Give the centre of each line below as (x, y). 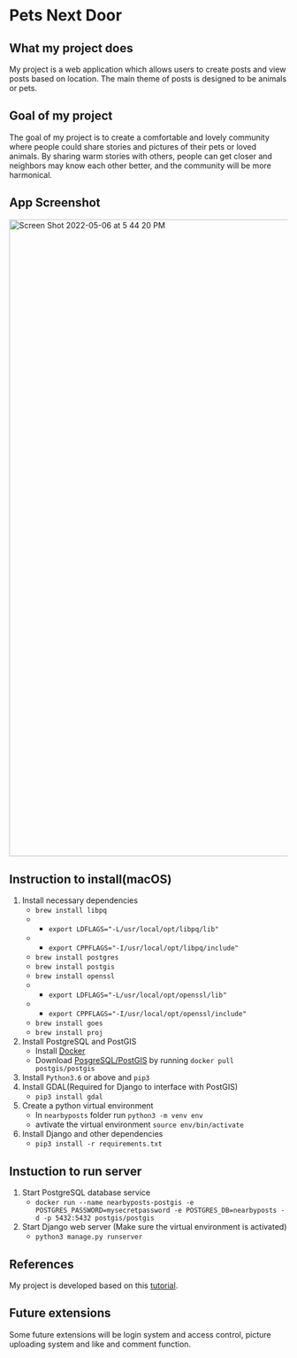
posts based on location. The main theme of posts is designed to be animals (148, 79)
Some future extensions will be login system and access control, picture (140, 1334)
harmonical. (31, 174)
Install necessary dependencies (80, 900)
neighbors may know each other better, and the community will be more (140, 166)
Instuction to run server (76, 1171)
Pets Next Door (65, 15)
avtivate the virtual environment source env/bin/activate (140, 1124)
